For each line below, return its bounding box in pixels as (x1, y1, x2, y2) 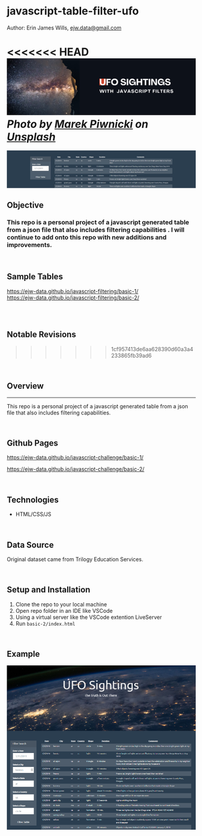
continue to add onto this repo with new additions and (7, 233, 167, 241)
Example (7, 649, 40, 659)
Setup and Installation (7, 585, 91, 595)
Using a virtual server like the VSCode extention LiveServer (15, 613, 162, 621)
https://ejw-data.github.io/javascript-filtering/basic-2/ (7, 294, 140, 301)
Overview (7, 381, 44, 392)
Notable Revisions (7, 330, 77, 340)
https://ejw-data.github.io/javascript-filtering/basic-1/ (7, 287, 138, 295)
